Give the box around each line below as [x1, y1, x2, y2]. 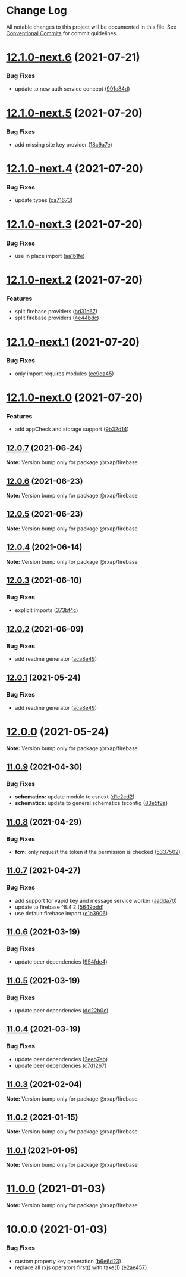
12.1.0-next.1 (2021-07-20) [6, 335, 140, 349]
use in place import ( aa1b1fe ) [14, 252, 85, 259]
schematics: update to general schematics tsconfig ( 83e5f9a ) [14, 800, 168, 807]
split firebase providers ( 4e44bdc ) [14, 314, 99, 322]
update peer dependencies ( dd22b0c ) [14, 1007, 109, 1014]
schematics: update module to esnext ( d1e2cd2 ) [14, 793, 135, 800]
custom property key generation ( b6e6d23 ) [14, 1257, 122, 1264]
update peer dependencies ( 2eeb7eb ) [14, 1055, 108, 1062]
